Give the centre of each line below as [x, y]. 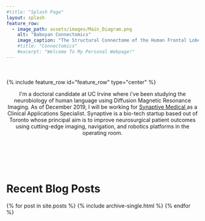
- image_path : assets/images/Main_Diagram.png [72, 29]
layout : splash [26, 18]
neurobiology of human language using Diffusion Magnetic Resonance [103, 100]
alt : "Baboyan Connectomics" [54, 35]
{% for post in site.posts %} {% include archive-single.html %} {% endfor [99, 206]
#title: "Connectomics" [48, 46]
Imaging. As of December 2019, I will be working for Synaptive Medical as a [103, 107]
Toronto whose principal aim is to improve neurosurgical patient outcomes [103, 120]
